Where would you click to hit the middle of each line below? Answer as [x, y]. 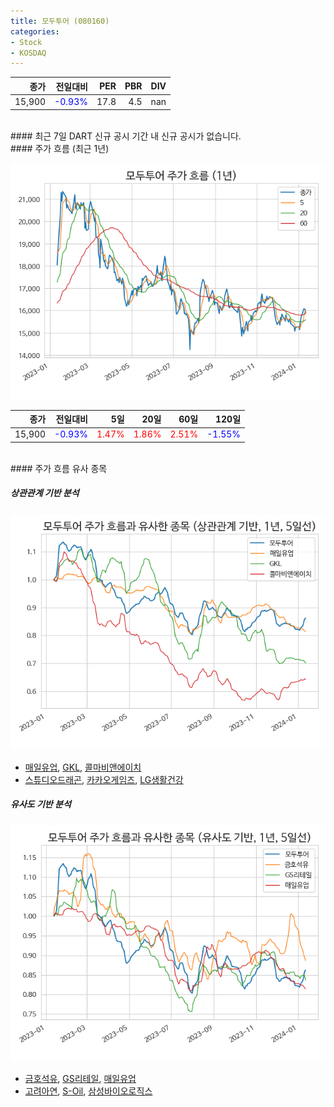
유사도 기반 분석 [41, 804]
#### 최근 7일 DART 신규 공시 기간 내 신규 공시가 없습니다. [126, 136]
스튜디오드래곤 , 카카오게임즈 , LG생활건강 [104, 779]
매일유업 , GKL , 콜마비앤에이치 [83, 767]
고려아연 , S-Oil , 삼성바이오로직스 [88, 1091]
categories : [35, 31]
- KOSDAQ [28, 53]
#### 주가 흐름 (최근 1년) [60, 148]
